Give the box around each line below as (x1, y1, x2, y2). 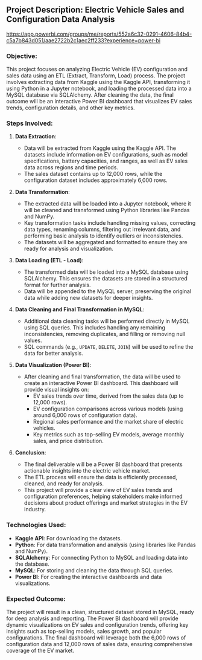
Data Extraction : (14, 133, 57, 140)
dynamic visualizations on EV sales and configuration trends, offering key (6, 621, 189, 628)
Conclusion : (14, 449, 46, 456)
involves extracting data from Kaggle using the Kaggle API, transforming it (6, 79, 191, 86)
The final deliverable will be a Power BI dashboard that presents (24, 461, 183, 468)
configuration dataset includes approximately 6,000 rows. (24, 176, 168, 184)
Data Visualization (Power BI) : (14, 361, 92, 369)
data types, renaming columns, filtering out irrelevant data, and (24, 226, 181, 233)
